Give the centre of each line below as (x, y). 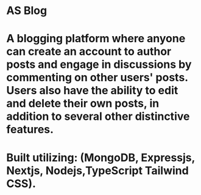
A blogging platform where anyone (96, 39)
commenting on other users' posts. (97, 78)
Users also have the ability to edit (92, 91)
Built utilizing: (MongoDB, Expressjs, (101, 157)
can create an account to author (89, 52)
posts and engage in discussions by (99, 64)
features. (30, 130)
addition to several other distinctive (98, 116)
